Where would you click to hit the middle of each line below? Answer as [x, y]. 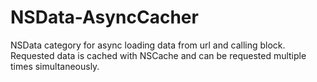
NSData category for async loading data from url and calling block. [148, 45]
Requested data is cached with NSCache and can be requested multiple [158, 55]
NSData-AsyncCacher [104, 17]
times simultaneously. [55, 66]
